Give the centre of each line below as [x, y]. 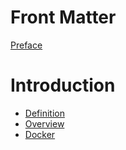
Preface [26, 45]
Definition [44, 113]
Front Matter [63, 17]
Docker [40, 134]
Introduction [63, 85]
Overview [44, 123]
